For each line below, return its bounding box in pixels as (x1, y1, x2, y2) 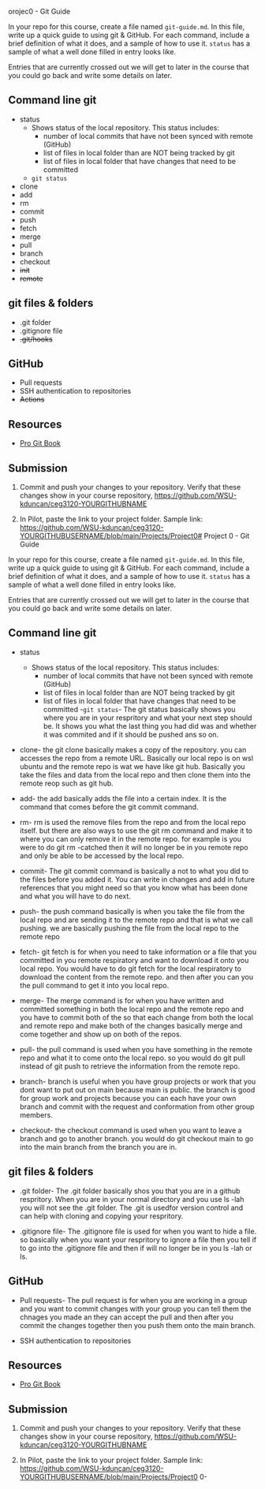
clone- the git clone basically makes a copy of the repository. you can (19, 744, 247, 754)
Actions (19, 394, 45, 405)
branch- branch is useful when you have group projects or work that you (19, 1077, 256, 1086)
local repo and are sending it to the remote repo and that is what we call (19, 915, 254, 924)
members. (19, 1110, 53, 1119)
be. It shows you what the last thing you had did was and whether (43, 721, 257, 730)
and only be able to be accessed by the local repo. (19, 851, 185, 860)
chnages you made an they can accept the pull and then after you (19, 1312, 234, 1322)
